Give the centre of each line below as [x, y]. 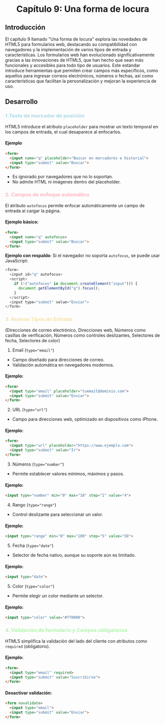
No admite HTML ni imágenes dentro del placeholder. [66, 182]
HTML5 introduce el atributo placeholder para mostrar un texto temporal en [82, 126]
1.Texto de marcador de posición [45, 116]
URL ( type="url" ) [30, 410]
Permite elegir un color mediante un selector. [58, 596]
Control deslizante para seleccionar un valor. [58, 514]
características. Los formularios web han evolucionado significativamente [80, 55]
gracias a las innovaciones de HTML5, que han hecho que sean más [74, 60]
